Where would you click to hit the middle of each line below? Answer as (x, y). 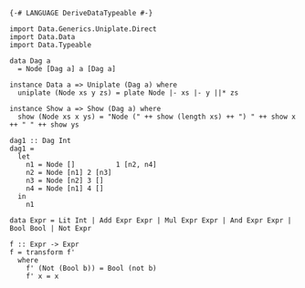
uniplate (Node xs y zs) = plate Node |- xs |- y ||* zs (128, 93)
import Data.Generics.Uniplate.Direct (83, 29)
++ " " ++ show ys (44, 125)
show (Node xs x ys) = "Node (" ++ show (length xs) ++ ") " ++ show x (157, 117)
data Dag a (30, 61)
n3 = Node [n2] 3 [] (65, 180)
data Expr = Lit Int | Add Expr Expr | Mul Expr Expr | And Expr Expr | (151, 221)
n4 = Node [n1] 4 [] (65, 189)
